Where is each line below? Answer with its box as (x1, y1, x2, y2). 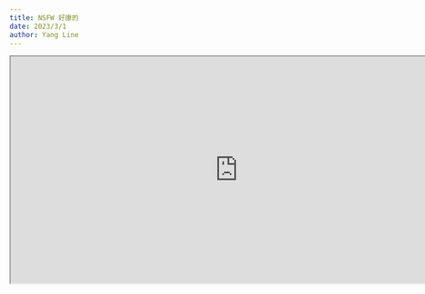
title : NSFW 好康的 (9, 13, 79, 23)
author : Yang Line (9, 30, 79, 39)
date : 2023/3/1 (9, 22, 67, 31)
